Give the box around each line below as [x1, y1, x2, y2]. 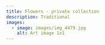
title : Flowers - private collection [6, 8, 100, 15]
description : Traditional [6, 14, 70, 20]
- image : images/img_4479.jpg [11, 25, 86, 31]
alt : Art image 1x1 [17, 30, 65, 36]
